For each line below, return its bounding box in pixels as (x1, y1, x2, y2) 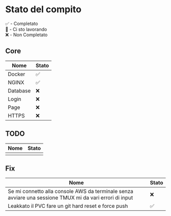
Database (8, 87, 31, 94)
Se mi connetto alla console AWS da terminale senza (8, 188, 134, 195)
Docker (8, 70, 25, 78)
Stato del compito (5, 4, 81, 15)
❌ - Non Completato (5, 32, 48, 38)
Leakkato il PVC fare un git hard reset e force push (8, 203, 128, 210)
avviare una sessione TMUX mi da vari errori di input (8, 194, 133, 201)
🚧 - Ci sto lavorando (5, 26, 47, 32)
